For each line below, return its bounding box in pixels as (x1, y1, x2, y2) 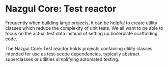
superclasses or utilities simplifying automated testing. (5, 56, 120, 62)
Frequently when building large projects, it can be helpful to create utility (5, 20, 158, 26)
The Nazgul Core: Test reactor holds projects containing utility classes (5, 45, 153, 51)
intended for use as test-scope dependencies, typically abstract (5, 51, 140, 57)
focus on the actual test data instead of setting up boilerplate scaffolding (5, 30, 158, 36)
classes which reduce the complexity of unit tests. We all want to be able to (5, 25, 163, 31)
